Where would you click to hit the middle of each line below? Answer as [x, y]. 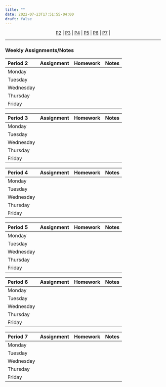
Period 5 [18, 227]
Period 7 [18, 337]
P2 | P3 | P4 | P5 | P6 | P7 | [83, 33]
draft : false [19, 19]
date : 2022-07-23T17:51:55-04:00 [40, 14]
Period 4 [18, 172]
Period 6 [18, 282]
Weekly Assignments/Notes [40, 50]
